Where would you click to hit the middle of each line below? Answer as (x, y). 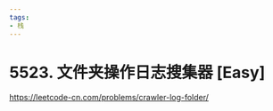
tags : (19, 17)
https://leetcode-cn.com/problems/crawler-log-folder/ (109, 98)
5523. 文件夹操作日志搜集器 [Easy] (137, 72)
